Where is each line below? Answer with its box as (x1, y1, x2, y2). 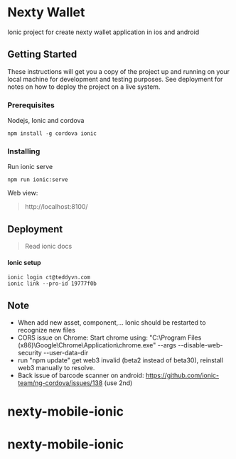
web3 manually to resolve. (17, 364, 95, 372)
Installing (7, 146, 41, 156)
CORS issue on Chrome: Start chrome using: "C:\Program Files (17, 333, 202, 342)
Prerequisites (7, 100, 55, 110)
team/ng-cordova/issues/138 (17, 379, 103, 387)
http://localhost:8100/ (24, 202, 88, 211)
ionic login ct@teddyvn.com (7, 274, 91, 281)
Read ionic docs (24, 242, 73, 251)
